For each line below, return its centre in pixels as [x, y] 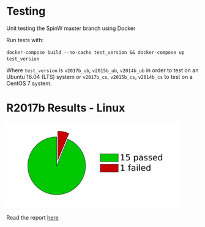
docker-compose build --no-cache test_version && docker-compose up [95, 52]
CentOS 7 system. [29, 83]
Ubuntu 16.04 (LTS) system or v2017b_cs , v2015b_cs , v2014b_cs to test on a [99, 76]
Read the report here [33, 217]
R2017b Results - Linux [66, 108]
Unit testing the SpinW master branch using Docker [71, 28]
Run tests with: [25, 40]
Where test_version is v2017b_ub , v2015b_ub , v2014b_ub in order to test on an [102, 70]
